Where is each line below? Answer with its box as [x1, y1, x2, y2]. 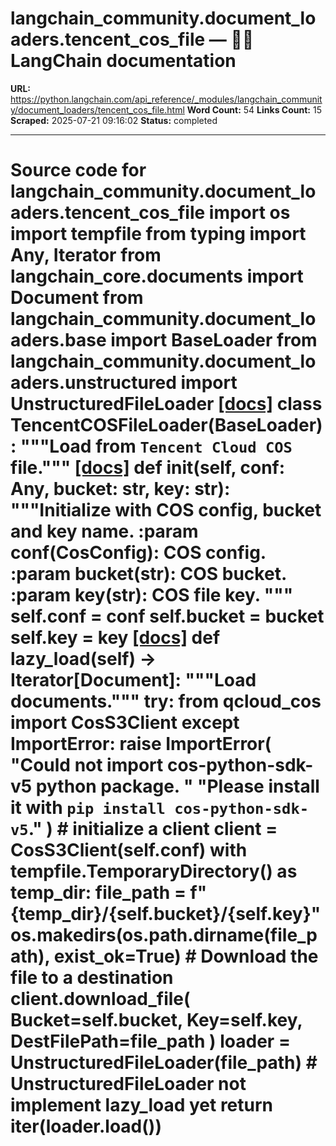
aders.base [10, 329, 107, 352]
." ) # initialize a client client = [28, 818, 278, 841]
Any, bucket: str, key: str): [10, 478, 231, 501]
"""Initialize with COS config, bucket [10, 499, 322, 522]
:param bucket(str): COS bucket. [10, 563, 287, 586]
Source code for [10, 159, 147, 182]
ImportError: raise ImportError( [10, 733, 272, 756]
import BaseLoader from [110, 329, 318, 352]
